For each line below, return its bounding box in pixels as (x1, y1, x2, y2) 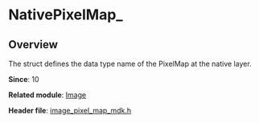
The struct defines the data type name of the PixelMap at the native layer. (8, 59, 252, 68)
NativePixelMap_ (8, 6, 123, 24)
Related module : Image (8, 90, 87, 100)
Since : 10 (8, 75, 39, 84)
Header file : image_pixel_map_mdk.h (8, 106, 132, 115)
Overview (8, 38, 59, 51)
